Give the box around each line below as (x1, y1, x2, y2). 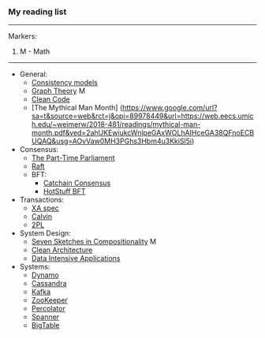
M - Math (19, 46, 50, 57)
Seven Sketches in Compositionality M (31, 237, 156, 247)
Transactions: (19, 195, 65, 205)
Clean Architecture (31, 245, 93, 254)
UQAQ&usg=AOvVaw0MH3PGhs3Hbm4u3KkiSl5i (31, 136, 192, 146)
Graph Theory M (31, 86, 85, 96)
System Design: (19, 228, 71, 238)
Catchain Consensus (43, 178, 111, 188)
